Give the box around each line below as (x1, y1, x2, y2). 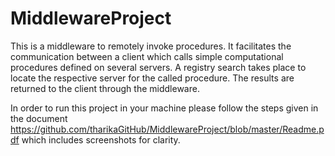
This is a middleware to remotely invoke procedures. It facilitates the (10, 40, 292, 52)
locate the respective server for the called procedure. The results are (10, 72, 295, 84)
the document (10, 112, 68, 124)
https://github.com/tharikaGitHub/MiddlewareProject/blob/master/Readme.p (10, 123, 325, 135)
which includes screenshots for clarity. (21, 133, 181, 146)
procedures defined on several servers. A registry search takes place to (10, 61, 307, 73)
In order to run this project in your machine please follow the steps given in (10, 102, 319, 114)
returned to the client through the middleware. (10, 82, 200, 94)
